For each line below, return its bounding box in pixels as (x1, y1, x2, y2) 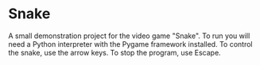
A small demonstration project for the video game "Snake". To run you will (8, 31, 250, 40)
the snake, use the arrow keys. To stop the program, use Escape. (8, 48, 221, 57)
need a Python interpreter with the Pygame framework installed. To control (8, 39, 253, 48)
